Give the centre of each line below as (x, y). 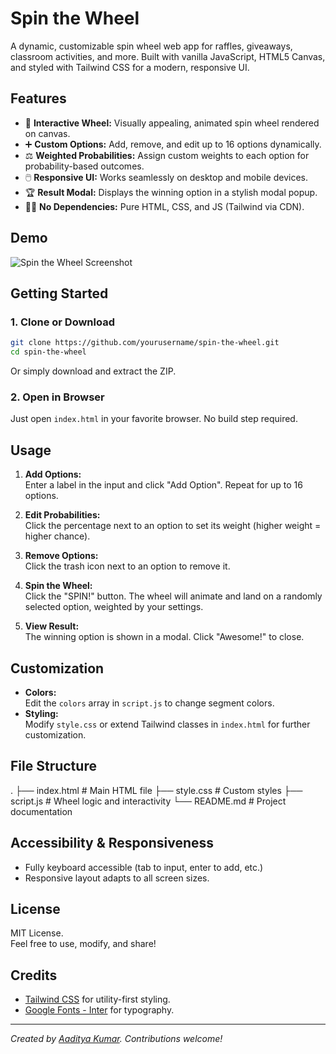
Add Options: (53, 474)
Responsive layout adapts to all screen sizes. (117, 878)
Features (38, 98)
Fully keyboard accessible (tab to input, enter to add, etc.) (144, 867)
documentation (41, 811)
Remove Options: (61, 556)
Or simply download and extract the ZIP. (93, 371)
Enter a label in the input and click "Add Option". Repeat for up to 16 (163, 485)
